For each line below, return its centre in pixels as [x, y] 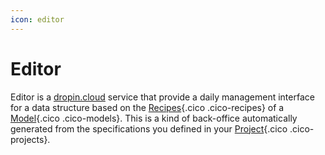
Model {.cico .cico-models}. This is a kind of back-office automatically [154, 118]
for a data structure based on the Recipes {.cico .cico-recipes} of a [147, 107]
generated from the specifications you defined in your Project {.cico [149, 128]
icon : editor [37, 19]
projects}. [30, 139]
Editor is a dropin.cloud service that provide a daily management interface [162, 97]
